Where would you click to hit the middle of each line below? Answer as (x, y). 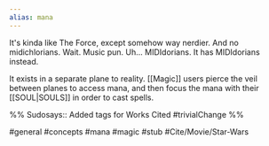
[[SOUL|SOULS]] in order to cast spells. (82, 97)
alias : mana (31, 17)
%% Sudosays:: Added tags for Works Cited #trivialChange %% (127, 114)
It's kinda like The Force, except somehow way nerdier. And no (124, 42)
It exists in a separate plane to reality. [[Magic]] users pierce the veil (133, 78)
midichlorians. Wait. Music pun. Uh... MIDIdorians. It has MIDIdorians (134, 52)
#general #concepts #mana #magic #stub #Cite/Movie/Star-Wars (129, 131)
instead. (24, 61)
